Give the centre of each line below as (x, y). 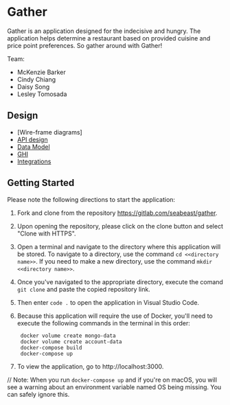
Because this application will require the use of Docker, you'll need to (115, 316)
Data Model (33, 147)
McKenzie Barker (42, 72)
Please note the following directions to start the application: (91, 199)
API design (32, 139)
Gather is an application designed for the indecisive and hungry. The (104, 31)
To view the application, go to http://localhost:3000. (90, 366)
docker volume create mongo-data (68, 336)
